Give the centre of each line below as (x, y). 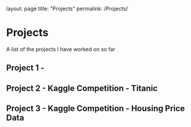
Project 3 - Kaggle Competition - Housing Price (96, 109)
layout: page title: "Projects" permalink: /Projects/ (67, 9)
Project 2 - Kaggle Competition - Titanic (82, 88)
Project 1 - (25, 68)
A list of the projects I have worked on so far (61, 49)
